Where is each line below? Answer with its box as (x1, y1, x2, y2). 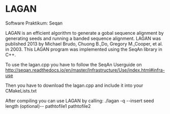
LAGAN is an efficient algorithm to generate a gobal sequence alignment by (5, 30, 164, 36)
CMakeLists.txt (5, 87, 37, 94)
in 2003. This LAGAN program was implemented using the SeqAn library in (5, 46, 162, 52)
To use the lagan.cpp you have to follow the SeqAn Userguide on (5, 61, 142, 67)
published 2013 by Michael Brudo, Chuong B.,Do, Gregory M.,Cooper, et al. (5, 40, 163, 47)
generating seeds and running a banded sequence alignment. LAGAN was (5, 35, 161, 41)
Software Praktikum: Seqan (5, 20, 63, 26)
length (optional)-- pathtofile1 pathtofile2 (5, 103, 91, 109)
